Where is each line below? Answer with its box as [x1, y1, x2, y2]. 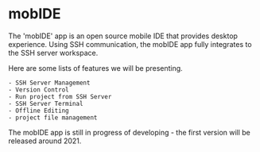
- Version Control [8, 85, 69, 94]
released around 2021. [8, 136, 82, 146]
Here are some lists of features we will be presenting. [8, 63, 183, 72]
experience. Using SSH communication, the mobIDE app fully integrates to [8, 39, 252, 49]
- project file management [8, 113, 98, 122]
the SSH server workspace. [8, 48, 99, 57]
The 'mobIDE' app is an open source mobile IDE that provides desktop [8, 31, 239, 41]
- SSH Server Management [8, 79, 91, 87]
